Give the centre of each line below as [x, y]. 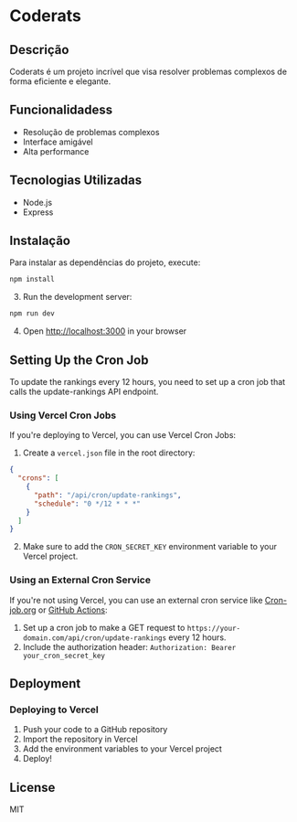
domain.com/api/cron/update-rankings [95, 638]
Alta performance [56, 151]
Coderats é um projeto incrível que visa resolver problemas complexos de [148, 71]
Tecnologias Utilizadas [76, 181]
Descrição [39, 50]
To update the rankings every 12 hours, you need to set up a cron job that [148, 382]
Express [38, 212]
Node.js [37, 202]
